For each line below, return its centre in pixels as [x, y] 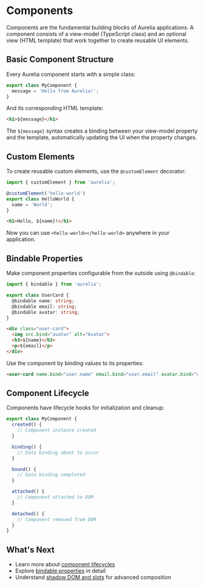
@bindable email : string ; [45, 307]
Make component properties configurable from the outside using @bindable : [101, 273]
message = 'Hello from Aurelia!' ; [55, 91]
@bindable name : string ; [43, 301]
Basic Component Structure [60, 59]
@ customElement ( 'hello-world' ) [46, 193]
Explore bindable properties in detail [60, 571]
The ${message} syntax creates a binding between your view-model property [102, 131]
